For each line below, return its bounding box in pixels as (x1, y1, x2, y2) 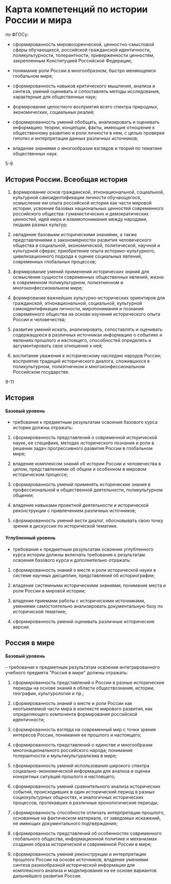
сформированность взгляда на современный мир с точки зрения (12, 727, 156, 733)
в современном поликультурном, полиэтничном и (12, 279, 124, 285)
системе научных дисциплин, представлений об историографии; (12, 572, 155, 578)
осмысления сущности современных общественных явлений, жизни (12, 274, 164, 280)
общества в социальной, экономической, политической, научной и (12, 242, 160, 248)
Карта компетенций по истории (5, 4, 148, 15)
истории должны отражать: (12, 424, 73, 430)
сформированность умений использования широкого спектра (12, 763, 150, 769)
